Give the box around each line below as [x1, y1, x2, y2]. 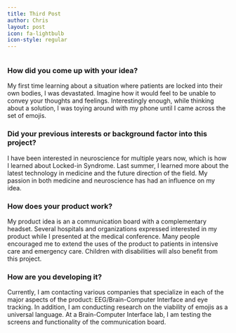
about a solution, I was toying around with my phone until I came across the [7, 104, 226, 112]
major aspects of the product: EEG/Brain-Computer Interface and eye [7, 296, 209, 304]
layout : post [7, 23, 46, 30]
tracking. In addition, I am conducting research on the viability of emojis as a [7, 303, 228, 311]
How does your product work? [7, 201, 113, 211]
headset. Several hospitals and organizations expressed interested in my [7, 225, 218, 233]
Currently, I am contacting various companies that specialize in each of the [7, 288, 224, 296]
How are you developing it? [7, 272, 103, 282]
